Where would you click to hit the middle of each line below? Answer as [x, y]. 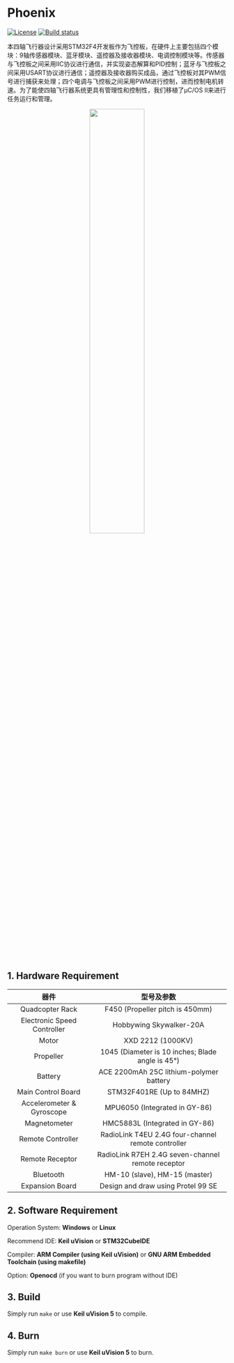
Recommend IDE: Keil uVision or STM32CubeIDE [79, 1240]
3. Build [24, 1297]
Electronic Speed [49, 1020]
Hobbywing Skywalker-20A [158, 1025]
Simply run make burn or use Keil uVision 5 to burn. [81, 1353]
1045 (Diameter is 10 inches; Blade [158, 1052]
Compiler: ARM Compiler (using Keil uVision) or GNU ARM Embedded [109, 1254]
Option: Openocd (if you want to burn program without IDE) [93, 1275]
